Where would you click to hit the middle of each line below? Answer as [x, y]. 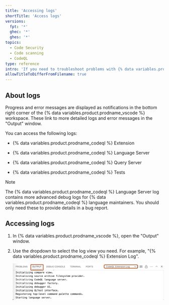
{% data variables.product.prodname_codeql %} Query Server [77, 162]
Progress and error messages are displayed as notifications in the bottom [81, 107]
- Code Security [27, 48]
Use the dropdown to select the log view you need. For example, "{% [84, 251]
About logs [23, 95]
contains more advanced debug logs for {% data [56, 197]
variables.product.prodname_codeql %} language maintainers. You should [82, 202]
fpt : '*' [19, 27]
